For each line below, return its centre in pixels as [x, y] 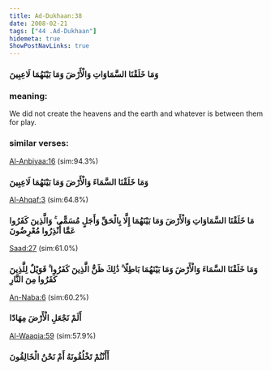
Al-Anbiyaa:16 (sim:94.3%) [54, 161]
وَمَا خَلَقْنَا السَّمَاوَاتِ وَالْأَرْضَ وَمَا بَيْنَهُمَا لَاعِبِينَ [84, 75]
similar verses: [39, 143]
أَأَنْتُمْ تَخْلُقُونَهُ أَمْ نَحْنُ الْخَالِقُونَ [59, 356]
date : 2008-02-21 [39, 23]
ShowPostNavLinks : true [49, 46]
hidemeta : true [35, 38]
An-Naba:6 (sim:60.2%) [49, 297]
